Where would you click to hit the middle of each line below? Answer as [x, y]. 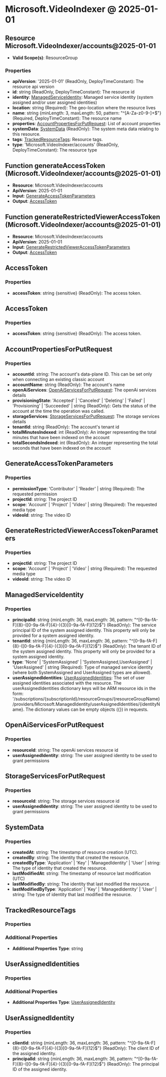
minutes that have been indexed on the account [61, 437]
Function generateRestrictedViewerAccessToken [83, 217]
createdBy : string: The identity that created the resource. [71, 857]
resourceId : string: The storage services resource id [66, 801]
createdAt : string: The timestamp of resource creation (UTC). [75, 852]
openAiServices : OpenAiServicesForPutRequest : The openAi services [84, 390]
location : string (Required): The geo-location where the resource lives [84, 108]
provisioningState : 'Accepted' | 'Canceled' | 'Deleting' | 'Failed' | [79, 400]
